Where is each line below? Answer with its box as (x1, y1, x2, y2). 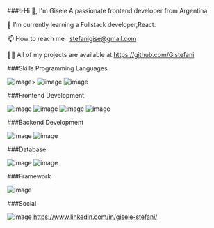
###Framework (7, 172, 51, 181)
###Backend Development (7, 119, 84, 126)
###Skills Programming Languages (7, 64, 108, 73)
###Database (7, 145, 47, 153)
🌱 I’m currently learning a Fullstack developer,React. (7, 21, 156, 29)
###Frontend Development (7, 91, 85, 99)
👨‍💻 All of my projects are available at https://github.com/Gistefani (7, 51, 195, 59)
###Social (7, 199, 37, 207)
